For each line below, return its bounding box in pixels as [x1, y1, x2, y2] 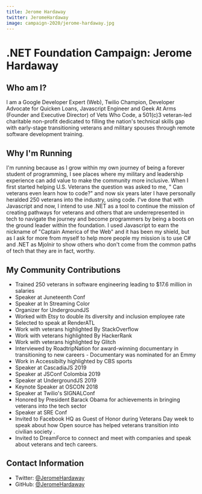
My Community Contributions [6, 264, 121, 275]
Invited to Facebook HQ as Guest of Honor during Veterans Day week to [14, 415, 194, 422]
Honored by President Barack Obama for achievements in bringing [14, 396, 180, 403]
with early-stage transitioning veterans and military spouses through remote [6, 124, 195, 131]
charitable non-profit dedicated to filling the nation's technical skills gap [6, 118, 185, 125]
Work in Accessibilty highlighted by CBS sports [14, 358, 133, 364]
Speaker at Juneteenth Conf [14, 293, 86, 301]
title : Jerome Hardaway [6, 8, 66, 15]
